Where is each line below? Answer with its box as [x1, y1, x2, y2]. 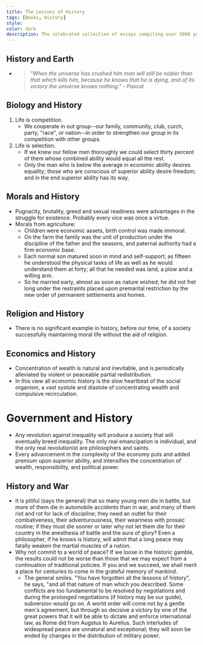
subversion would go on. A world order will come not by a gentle [24, 600, 185, 607]
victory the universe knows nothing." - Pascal [30, 82, 144, 89]
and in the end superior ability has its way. [24, 173, 129, 181]
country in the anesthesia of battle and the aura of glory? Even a [14, 529, 175, 536]
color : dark [6, 25, 36, 32]
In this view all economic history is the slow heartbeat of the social [14, 377, 181, 384]
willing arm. [24, 271, 53, 279]
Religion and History [6, 308, 85, 319]
